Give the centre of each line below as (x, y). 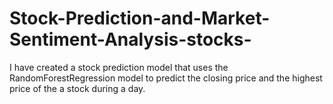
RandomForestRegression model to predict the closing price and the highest (166, 78)
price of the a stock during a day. (77, 88)
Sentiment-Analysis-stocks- (130, 39)
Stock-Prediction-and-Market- (140, 18)
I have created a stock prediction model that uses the (119, 67)
